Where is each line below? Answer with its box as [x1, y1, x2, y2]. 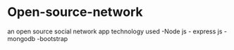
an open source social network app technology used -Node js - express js [7, 27, 223, 35]
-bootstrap [36, 34, 68, 42]
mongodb [7, 34, 36, 42]
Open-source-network [7, 4, 143, 20]
